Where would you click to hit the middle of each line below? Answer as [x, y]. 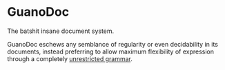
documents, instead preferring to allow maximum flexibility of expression [111, 51]
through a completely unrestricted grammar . [70, 58]
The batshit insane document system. [61, 31]
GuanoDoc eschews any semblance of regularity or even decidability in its [113, 44]
